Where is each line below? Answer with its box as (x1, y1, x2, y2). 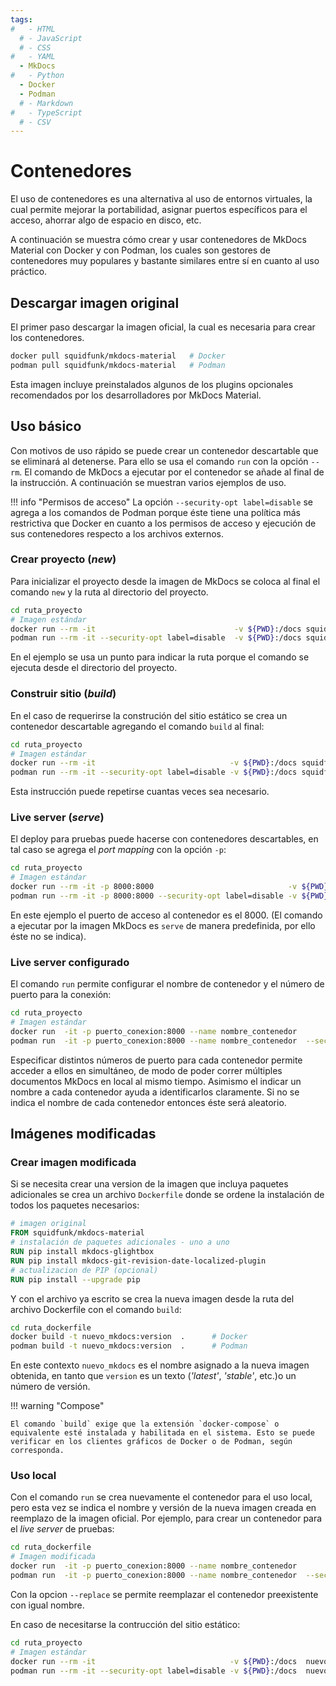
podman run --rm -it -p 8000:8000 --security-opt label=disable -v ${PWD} (10, 891, 329, 901)
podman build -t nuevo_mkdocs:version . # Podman (10, 1341, 248, 1351)
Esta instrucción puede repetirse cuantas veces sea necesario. (10, 786, 270, 798)
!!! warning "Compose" (10, 1400, 105, 1412)
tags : (10, 14, 33, 25)
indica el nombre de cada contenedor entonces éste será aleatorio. (10, 1096, 287, 1108)
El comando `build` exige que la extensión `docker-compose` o (10, 1419, 280, 1430)
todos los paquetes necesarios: (10, 1199, 140, 1211)
